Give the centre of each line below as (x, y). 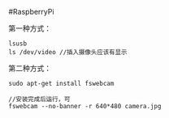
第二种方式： (30, 68)
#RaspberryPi (31, 12)
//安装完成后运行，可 (39, 99)
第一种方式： (30, 28)
